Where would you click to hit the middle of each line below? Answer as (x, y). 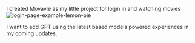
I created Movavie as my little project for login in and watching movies (94, 9)
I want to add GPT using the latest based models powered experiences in (97, 27)
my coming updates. (32, 33)
